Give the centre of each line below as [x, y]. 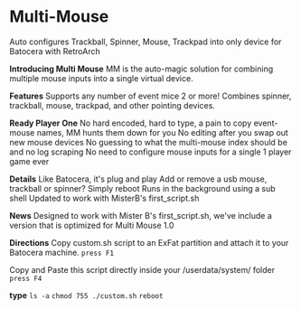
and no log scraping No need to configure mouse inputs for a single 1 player [150, 152]
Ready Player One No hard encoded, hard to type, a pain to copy [131, 123]
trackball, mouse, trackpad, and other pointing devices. [112, 105]
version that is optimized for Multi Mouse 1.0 [92, 225]
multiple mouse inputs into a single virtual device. [101, 78]
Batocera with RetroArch [55, 51]
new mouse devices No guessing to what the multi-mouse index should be [148, 142]
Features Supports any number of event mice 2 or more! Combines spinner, [150, 96]
